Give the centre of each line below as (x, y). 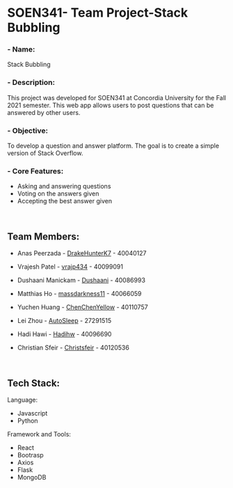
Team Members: (43, 236)
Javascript (32, 413)
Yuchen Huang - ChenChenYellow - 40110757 (82, 307)
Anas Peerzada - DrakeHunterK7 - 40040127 (82, 253)
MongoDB (32, 477)
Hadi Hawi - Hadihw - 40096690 (64, 334)
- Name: (21, 49)
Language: (23, 400)
